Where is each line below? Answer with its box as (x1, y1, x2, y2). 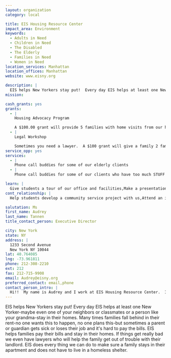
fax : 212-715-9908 (5, 271, 44, 276)
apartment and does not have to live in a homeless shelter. (5, 347, 128, 353)
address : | (5, 238, 28, 243)
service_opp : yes (5, 148, 42, 154)
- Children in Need (10, 40, 51, 46)
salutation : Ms (5, 204, 38, 210)
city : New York (5, 228, 38, 233)
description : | (5, 83, 38, 88)
